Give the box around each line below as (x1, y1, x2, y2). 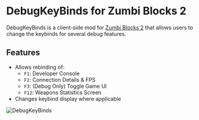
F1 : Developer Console (23, 70, 80, 77)
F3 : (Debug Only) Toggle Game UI (23, 82, 107, 90)
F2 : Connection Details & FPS (23, 76, 96, 83)
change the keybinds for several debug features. (6, 30, 126, 37)
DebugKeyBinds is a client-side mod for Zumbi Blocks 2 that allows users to (6, 24, 194, 31)
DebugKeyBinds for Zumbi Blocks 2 (6, 4, 187, 18)
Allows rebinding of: (14, 63, 65, 70)
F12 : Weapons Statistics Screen (23, 88, 102, 96)
